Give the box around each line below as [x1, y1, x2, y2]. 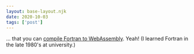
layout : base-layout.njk [6, 8, 67, 15]
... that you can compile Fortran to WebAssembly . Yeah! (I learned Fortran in [6, 35, 189, 42]
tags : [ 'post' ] [6, 19, 43, 25]
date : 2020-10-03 [6, 14, 49, 20]
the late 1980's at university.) [6, 41, 76, 48]
